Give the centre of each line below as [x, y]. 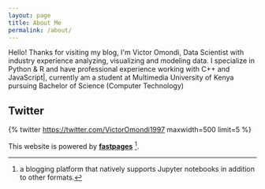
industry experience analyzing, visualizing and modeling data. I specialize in [131, 61]
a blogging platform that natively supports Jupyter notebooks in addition [137, 169]
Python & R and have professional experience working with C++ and [119, 69]
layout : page [30, 15]
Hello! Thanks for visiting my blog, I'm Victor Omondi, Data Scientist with [126, 53]
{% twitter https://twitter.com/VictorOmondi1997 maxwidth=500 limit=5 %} [130, 130]
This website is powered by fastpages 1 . [74, 145]
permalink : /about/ [40, 30]
